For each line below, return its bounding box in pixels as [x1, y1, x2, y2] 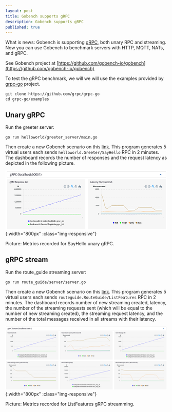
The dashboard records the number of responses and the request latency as [5, 154, 167, 161]
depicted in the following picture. [5, 160, 75, 166]
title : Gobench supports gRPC [5, 13, 70, 19]
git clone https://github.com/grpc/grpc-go [5, 91, 100, 97]
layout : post [5, 8, 33, 13]
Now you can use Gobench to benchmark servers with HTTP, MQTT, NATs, [5, 45, 164, 51]
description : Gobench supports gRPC [5, 19, 84, 24]
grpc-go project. [5, 81, 41, 87]
